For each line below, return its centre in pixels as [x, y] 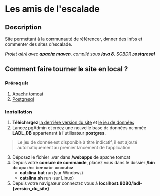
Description [23, 27]
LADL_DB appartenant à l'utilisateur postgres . [59, 133]
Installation [19, 112]
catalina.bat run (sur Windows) [51, 172]
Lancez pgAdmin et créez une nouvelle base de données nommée [79, 127]
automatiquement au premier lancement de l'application [74, 147]
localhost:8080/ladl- [120, 183]
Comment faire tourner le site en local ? [67, 69]
